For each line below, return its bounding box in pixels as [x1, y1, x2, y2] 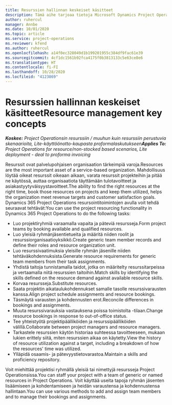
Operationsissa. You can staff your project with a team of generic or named [5, 372, 163, 378]
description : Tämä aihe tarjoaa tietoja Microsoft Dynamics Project [5, 12, 155, 17]
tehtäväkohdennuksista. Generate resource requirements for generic [12, 253, 156, 259]
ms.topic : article [5, 31, 45, 36]
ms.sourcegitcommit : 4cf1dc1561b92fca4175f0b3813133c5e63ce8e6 [5, 55, 143, 60]
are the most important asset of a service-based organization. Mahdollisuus [5, 167, 165, 173]
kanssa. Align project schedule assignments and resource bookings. [12, 291, 156, 297]
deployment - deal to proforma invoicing [5, 151, 91, 157]
